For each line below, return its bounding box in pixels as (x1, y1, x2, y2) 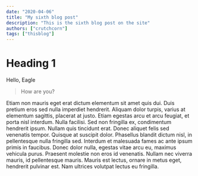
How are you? (20, 88, 55, 95)
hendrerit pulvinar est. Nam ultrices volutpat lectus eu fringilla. (6, 163, 159, 170)
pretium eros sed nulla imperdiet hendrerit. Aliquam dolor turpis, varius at (6, 106, 186, 113)
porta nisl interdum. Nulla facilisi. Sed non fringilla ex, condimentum (6, 119, 172, 126)
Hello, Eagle (6, 76, 36, 84)
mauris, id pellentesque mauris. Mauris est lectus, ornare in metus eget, (6, 156, 182, 164)
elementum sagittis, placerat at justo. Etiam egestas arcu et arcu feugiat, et (6, 112, 190, 119)
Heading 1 (6, 57, 56, 70)
